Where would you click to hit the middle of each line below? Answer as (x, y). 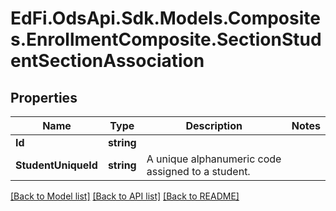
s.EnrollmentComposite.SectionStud (166, 39)
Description (214, 125)
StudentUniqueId (56, 165)
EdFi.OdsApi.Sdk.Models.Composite (165, 18)
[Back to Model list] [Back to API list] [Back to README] (125, 196)
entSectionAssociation (107, 61)
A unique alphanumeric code (214, 159)
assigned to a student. (198, 171)
